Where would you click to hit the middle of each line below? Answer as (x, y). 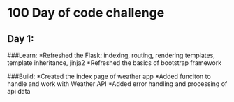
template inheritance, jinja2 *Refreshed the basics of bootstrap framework (115, 63)
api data (19, 91)
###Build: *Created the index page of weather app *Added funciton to (109, 76)
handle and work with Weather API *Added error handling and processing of (117, 84)
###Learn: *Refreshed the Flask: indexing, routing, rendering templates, (111, 55)
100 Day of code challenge (86, 13)
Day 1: (21, 39)
